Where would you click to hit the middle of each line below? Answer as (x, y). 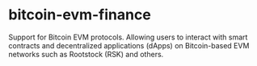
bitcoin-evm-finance (80, 15)
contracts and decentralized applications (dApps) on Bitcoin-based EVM (129, 45)
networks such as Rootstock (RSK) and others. (86, 54)
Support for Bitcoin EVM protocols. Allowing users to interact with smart (128, 37)
